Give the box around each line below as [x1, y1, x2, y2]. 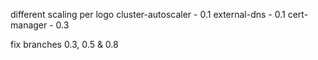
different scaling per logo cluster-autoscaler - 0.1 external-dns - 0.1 [10, 9, 286, 20]
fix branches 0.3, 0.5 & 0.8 [10, 39, 119, 50]
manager [10, 19, 48, 31]
